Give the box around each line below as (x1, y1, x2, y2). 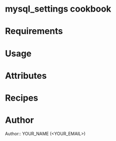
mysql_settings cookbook (5, 3, 112, 15)
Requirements (5, 26, 63, 37)
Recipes (5, 92, 38, 103)
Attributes (5, 70, 47, 81)
